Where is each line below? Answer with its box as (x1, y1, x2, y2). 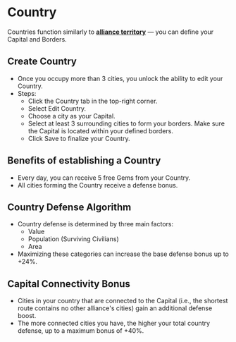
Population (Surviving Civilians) (27, 235, 119, 243)
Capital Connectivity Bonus (7, 278, 130, 290)
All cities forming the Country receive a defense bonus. (17, 181, 178, 189)
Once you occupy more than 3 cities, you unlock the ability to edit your (17, 74, 223, 83)
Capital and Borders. (7, 35, 67, 43)
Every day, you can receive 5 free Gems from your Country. (17, 173, 191, 182)
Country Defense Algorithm (7, 201, 132, 213)
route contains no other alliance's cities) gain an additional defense (17, 304, 213, 312)
